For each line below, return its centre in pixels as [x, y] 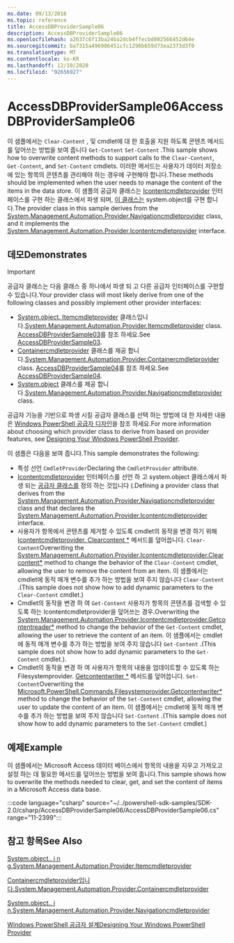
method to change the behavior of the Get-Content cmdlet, [140, 627]
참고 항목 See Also [45, 841]
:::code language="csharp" [46, 803]
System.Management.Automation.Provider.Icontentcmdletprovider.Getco [122, 620]
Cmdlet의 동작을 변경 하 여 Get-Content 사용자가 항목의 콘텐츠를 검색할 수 [118, 603]
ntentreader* [36, 627]
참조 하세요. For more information [165, 424]
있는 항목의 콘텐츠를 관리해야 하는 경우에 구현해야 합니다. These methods [114, 175]
